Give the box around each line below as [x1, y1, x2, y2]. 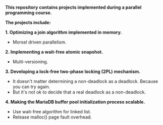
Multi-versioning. [12, 59, 48, 65]
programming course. [5, 10, 52, 16]
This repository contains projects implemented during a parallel [5, 5, 142, 10]
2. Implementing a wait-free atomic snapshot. [5, 49, 103, 55]
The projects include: [5, 20, 51, 25]
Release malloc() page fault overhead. [12, 114, 92, 120]
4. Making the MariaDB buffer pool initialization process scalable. [5, 99, 145, 105]
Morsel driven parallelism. [12, 39, 67, 45]
